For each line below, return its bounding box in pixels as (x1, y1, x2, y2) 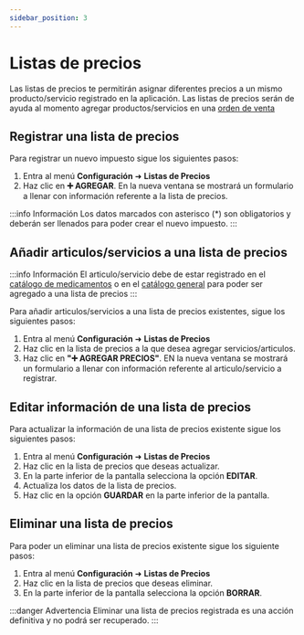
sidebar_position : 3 (9, 13, 89, 23)
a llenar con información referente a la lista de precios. (22, 191, 228, 202)
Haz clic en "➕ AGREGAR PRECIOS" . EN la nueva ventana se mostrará (22, 353, 288, 364)
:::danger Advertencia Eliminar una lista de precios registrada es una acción (9, 605, 294, 616)
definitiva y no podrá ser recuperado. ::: (9, 614, 159, 626)
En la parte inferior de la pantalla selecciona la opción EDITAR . (22, 471, 258, 481)
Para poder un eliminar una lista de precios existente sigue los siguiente (9, 540, 280, 551)
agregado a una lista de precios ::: (9, 289, 138, 300)
